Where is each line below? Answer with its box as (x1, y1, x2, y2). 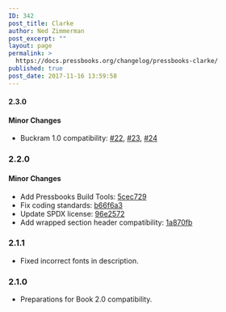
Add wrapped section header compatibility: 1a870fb (19, 217, 193, 227)
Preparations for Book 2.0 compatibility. (19, 294, 153, 304)
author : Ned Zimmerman (8, 27, 85, 35)
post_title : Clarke (8, 19, 74, 27)
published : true (8, 65, 63, 73)
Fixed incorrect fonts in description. (19, 255, 139, 265)
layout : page (8, 42, 52, 50)
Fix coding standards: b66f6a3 (19, 200, 123, 210)
